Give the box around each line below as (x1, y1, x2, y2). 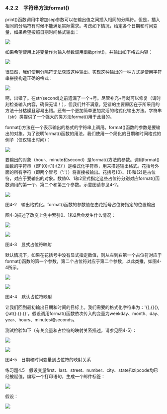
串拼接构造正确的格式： (5, 75, 53, 81)
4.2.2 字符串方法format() (5, 4, 70, 11)
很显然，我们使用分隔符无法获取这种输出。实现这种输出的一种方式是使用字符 (5, 69, 162, 75)
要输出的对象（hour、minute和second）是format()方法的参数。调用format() (5, 157, 160, 163)
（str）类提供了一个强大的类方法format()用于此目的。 (5, 114, 114, 120)
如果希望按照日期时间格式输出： (13, 29, 80, 35)
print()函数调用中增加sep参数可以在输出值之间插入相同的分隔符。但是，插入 (5, 16, 161, 23)
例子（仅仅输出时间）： (5, 137, 51, 143)
